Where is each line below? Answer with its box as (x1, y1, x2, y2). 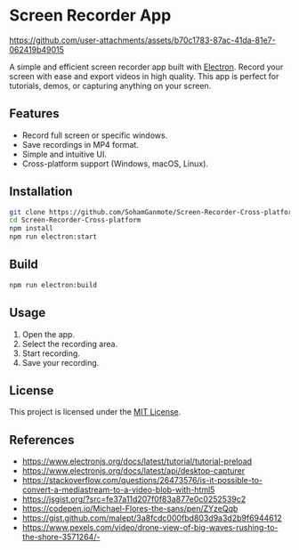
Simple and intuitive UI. (21, 149, 107, 159)
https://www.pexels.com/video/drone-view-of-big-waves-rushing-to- (21, 522, 279, 533)
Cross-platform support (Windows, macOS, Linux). (21, 158, 209, 169)
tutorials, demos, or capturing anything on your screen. (9, 80, 212, 91)
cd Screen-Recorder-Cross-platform (9, 215, 141, 225)
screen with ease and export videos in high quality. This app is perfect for (9, 70, 279, 81)
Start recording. (21, 348, 80, 359)
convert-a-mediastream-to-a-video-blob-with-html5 (21, 484, 215, 495)
